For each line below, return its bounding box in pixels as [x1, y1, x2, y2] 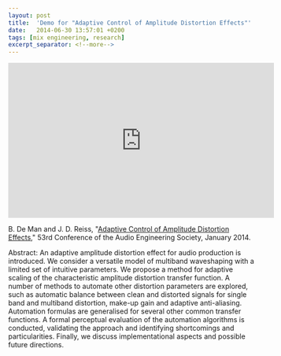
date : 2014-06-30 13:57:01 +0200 [8, 26, 125, 34]
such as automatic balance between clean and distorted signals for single [8, 290, 247, 299]
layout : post [8, 11, 51, 20]
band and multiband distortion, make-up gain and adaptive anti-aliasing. [8, 299, 242, 308]
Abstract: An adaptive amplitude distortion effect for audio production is [8, 248, 242, 258]
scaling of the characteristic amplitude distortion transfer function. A [8, 273, 231, 283]
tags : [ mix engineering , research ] [8, 33, 125, 42]
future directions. [8, 340, 65, 350]
